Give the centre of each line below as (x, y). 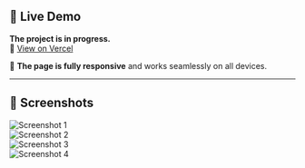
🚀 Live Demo (45, 17)
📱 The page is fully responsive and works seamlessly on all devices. (138, 65)
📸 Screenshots (52, 103)
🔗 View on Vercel (41, 48)
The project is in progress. (60, 38)
